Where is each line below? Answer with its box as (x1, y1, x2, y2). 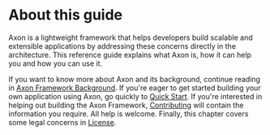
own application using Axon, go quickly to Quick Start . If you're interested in (8, 91, 263, 101)
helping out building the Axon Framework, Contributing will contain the (8, 100, 244, 110)
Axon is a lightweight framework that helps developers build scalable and (8, 33, 253, 42)
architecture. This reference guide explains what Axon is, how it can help (8, 50, 251, 59)
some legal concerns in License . (8, 117, 117, 127)
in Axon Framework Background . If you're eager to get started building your (8, 83, 261, 93)
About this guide (8, 6, 123, 24)
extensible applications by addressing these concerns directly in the (8, 41, 237, 50)
